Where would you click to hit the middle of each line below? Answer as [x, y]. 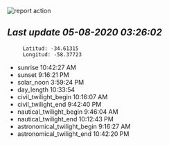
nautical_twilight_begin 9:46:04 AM [68, 112]
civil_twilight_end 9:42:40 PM [59, 104]
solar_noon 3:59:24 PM [51, 82]
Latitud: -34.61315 [51, 49]
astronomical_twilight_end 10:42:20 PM [73, 134]
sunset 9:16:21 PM [43, 75]
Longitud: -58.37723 [52, 54]
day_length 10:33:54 [46, 89]
